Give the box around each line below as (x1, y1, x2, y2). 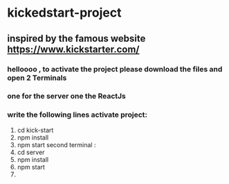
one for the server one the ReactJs (7, 92, 126, 101)
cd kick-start (17, 126, 54, 134)
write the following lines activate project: (7, 110, 147, 119)
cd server (17, 148, 45, 156)
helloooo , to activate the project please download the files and (7, 64, 223, 74)
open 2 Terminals (7, 73, 67, 83)
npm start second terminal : (17, 140, 96, 149)
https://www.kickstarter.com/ (7, 43, 140, 55)
